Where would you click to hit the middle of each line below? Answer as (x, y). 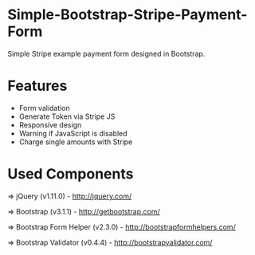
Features (37, 86)
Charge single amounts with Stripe (76, 142)
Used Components (71, 174)
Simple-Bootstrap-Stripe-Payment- (127, 15)
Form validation (45, 108)
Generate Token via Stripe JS (67, 116)
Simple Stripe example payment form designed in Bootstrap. (106, 53)
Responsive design (50, 124)
